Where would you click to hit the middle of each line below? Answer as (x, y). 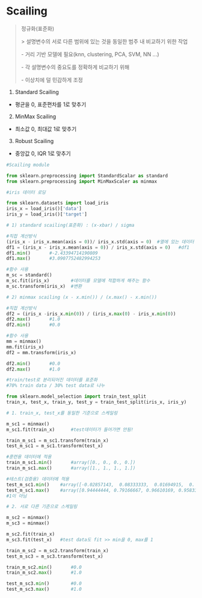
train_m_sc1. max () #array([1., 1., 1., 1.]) (71, 468)
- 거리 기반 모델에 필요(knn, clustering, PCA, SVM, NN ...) (90, 54)
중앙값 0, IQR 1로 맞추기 (43, 153)
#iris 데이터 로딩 (26, 192)
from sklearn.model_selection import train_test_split (76, 396)
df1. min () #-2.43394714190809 (52, 253)
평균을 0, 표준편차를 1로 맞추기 (50, 104)
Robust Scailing (34, 141)
